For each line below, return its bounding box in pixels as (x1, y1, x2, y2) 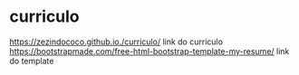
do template (9, 55, 54, 66)
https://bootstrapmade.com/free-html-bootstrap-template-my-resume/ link (9, 45, 290, 56)
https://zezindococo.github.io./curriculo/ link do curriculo (9, 36, 224, 47)
